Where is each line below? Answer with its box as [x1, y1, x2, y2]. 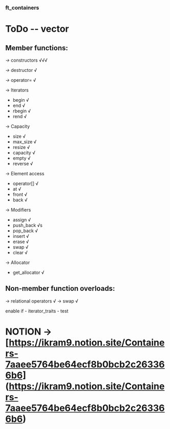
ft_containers [5, 4, 39, 11]
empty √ [12, 155, 31, 161]
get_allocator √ [12, 269, 45, 275]
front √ [12, 191, 28, 197]
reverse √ [12, 160, 33, 166]
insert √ [12, 233, 29, 239]
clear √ [12, 249, 28, 255]
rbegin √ [12, 107, 31, 114]
